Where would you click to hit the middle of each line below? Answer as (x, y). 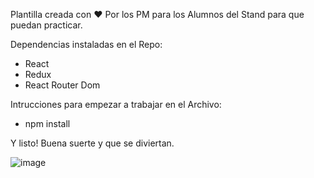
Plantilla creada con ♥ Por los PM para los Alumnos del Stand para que (157, 14)
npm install (47, 123)
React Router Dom (62, 85)
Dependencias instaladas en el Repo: (86, 44)
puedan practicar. (46, 25)
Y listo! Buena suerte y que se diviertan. (92, 143)
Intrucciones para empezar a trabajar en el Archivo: (116, 104)
